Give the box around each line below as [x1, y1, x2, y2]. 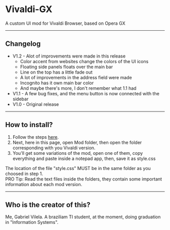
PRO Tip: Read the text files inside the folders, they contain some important [5, 176, 162, 182]
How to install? [5, 121, 53, 129]
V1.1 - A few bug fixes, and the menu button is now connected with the [12, 90, 159, 96]
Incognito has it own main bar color [20, 80, 94, 86]
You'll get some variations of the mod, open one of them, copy [12, 150, 143, 156]
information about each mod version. [5, 181, 82, 187]
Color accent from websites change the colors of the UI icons [20, 58, 149, 64]
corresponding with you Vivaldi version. [12, 145, 96, 151]
